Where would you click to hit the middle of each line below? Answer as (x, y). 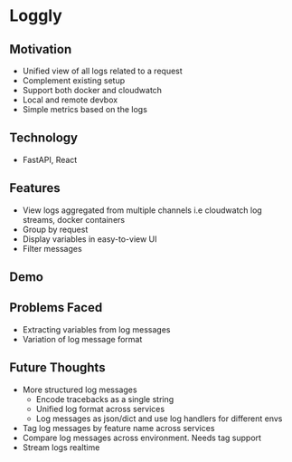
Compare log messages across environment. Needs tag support (142, 438)
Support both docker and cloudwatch (92, 90)
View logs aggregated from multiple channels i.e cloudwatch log (142, 210)
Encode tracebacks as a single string (105, 399)
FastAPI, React (50, 159)
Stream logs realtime (61, 447)
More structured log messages (80, 390)
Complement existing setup (74, 81)
